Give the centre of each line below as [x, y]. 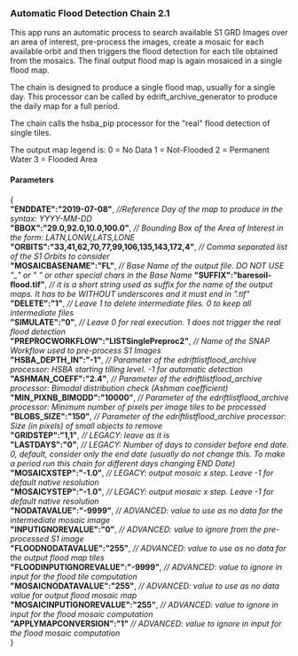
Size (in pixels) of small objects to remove [86, 426]
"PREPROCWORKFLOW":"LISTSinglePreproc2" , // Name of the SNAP [140, 340]
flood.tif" [27, 284]
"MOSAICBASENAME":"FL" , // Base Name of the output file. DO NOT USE [147, 265]
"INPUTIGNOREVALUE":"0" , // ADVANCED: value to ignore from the [136, 529]
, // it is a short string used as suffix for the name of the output [159, 284]
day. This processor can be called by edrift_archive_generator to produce [144, 97]
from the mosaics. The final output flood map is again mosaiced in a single [146, 61]
